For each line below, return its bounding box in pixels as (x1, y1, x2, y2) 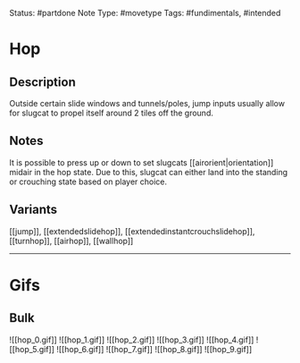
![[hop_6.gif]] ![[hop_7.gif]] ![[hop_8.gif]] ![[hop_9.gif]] (56, 343, 253, 354)
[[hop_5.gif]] (9, 343, 55, 354)
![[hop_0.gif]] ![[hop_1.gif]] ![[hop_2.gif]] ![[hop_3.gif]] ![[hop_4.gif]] (9, 334, 254, 345)
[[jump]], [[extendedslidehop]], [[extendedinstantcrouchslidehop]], (9, 225, 255, 236)
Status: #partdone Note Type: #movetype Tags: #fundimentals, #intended (9, 8, 281, 18)
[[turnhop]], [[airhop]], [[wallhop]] (9, 235, 134, 246)
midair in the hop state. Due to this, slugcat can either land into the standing (9, 166, 288, 177)
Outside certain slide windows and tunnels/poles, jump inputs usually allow (9, 98, 286, 108)
